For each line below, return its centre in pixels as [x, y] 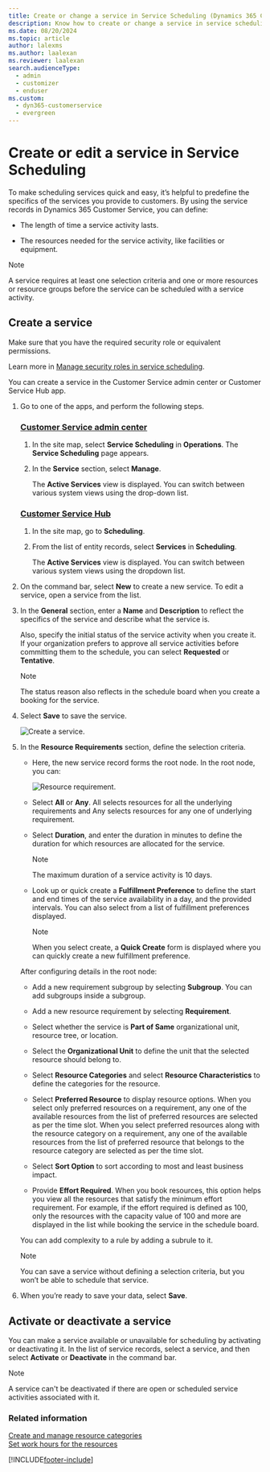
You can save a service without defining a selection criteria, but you [132, 1271]
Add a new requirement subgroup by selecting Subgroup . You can [142, 987]
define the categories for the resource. [96, 1084]
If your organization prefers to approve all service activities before [129, 643]
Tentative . [37, 660]
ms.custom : [27, 98]
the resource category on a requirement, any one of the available [139, 1134]
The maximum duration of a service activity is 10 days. [122, 875]
